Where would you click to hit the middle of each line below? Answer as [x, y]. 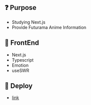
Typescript [23, 60]
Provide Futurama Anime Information [49, 27]
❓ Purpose [21, 8]
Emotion [20, 65]
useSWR [20, 70]
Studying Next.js [29, 22]
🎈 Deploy [19, 86]
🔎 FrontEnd [22, 43]
